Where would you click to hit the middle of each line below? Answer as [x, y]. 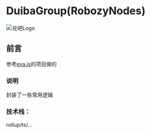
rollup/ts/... [19, 125]
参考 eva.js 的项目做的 [32, 64]
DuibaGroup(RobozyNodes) [76, 11]
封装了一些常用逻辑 [30, 95]
